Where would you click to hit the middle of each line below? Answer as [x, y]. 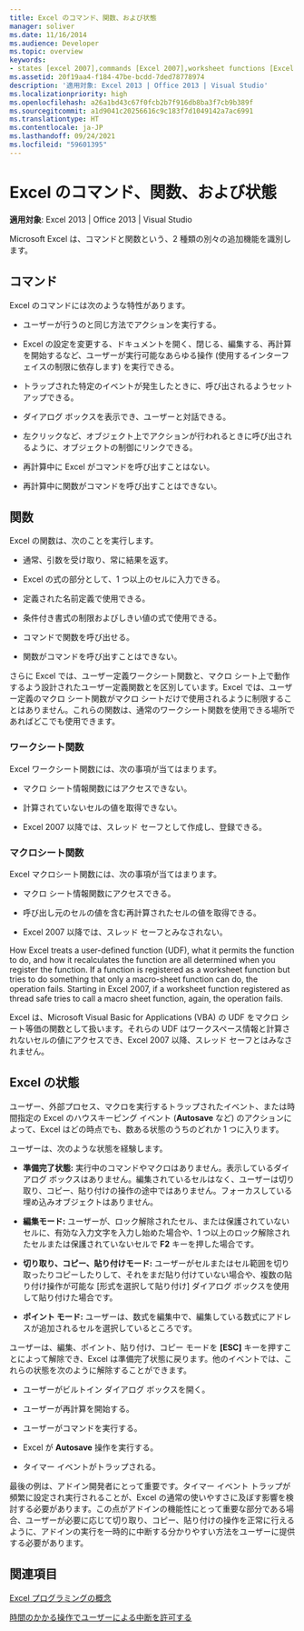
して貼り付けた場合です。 [70, 1297]
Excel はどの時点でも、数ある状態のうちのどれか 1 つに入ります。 [162, 1129]
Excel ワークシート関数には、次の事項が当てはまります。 [116, 768]
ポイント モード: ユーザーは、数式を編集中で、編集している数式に [145, 1316]
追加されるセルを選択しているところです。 [118, 1327]
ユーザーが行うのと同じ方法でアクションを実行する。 [122, 325]
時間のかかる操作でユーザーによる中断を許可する [101, 1617]
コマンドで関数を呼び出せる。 [78, 637]
